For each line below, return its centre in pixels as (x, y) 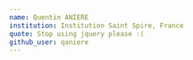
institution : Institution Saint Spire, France (96, 26)
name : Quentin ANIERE (49, 17)
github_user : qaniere (49, 42)
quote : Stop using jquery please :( (77, 34)
